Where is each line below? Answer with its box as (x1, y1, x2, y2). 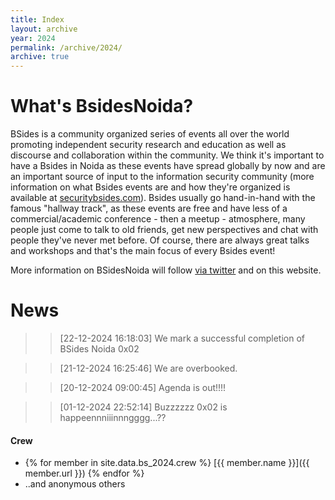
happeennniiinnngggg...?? (59, 412, 167, 423)
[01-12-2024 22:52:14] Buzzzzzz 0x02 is (59, 401, 228, 413)
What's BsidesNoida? (10, 95, 194, 118)
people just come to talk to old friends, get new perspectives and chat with (10, 224, 319, 236)
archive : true (10, 52, 70, 62)
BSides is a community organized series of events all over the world (10, 128, 290, 140)
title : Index (10, 14, 65, 25)
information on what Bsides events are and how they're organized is (10, 181, 291, 193)
